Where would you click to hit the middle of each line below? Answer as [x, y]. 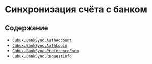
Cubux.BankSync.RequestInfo [42, 56]
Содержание [27, 28]
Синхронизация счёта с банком [76, 9]
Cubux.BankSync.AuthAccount [42, 40]
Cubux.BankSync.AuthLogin [40, 46]
